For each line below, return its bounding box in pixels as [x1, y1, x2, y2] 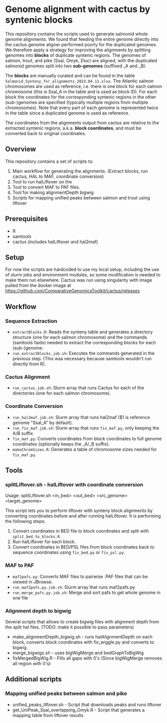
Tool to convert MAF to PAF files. [12, 184, 80, 190]
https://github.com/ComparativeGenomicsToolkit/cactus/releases [5, 288, 140, 294]
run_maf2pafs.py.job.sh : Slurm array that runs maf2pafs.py [12, 584, 135, 590]
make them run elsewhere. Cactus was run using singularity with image [5, 277, 152, 283]
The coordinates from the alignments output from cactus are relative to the [5, 120, 159, 126]
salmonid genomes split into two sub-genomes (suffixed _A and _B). [5, 63, 146, 69]
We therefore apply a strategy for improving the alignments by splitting [5, 47, 151, 53]
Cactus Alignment [5, 373, 50, 380]
